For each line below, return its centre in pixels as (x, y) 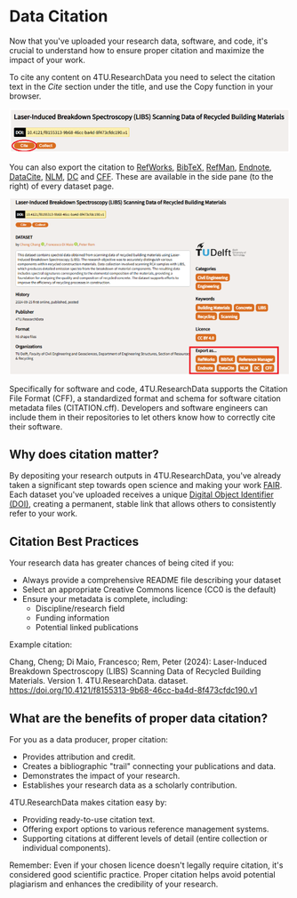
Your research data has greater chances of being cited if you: (121, 563)
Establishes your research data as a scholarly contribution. (129, 785)
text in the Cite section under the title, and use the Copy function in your (141, 86)
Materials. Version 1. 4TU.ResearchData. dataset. (99, 681)
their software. (36, 426)
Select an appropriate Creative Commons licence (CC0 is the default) (149, 589)
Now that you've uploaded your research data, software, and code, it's (139, 41)
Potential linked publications (87, 628)
